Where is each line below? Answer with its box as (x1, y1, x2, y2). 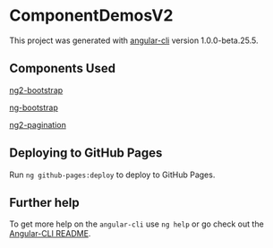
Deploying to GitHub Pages (9, 145, 163, 161)
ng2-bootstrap (9, 84, 64, 95)
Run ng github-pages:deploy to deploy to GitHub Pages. (9, 169, 216, 180)
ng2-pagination (9, 119, 67, 130)
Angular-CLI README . (9, 228, 91, 239)
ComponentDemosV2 (9, 5, 174, 26)
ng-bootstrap (9, 102, 58, 113)
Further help (9, 194, 81, 210)
